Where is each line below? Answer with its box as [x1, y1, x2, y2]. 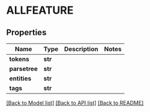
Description [64, 45, 98, 53]
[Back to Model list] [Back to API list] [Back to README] [6, 99, 144, 106]
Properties [6, 27, 47, 38]
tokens [9, 55, 29, 63]
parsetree [9, 65, 38, 73]
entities [9, 74, 32, 82]
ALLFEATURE [6, 4, 74, 17]
